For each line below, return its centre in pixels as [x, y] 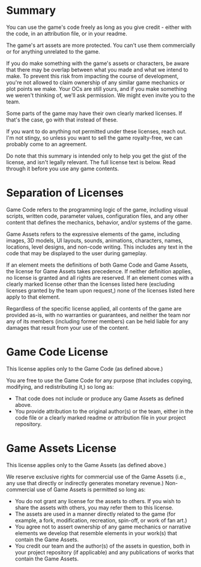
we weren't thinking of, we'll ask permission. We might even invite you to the [100, 95]
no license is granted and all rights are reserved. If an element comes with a [100, 277]
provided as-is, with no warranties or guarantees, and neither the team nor [98, 315]
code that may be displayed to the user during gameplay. [76, 253]
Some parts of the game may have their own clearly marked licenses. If [94, 113]
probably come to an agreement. [47, 144]
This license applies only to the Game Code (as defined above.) [85, 368]
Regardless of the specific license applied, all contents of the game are [94, 308]
